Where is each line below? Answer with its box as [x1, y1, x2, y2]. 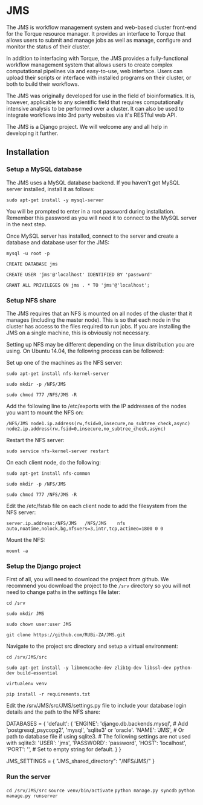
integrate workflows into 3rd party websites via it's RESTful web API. [6, 111, 177, 119]
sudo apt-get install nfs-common [6, 470, 91, 477]
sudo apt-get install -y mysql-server [6, 197, 104, 203]
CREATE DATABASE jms [6, 261, 59, 267]
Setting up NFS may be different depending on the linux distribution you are [6, 341, 195, 348]
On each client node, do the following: [6, 458, 101, 466]
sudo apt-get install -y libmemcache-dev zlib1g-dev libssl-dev [6, 665, 172, 671]
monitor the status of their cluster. [6, 43, 91, 50]
